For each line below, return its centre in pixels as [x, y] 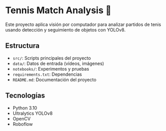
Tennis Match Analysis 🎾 [58, 10]
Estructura [22, 46]
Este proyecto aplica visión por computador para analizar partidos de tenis [83, 24]
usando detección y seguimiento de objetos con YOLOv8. [65, 29]
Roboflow [23, 124]
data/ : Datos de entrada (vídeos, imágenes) [58, 63]
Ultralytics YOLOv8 [32, 113]
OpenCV [22, 118]
